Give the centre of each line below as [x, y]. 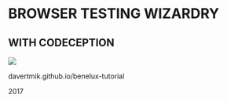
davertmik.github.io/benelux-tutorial [66, 76]
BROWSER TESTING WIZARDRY [114, 14]
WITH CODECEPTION [61, 43]
